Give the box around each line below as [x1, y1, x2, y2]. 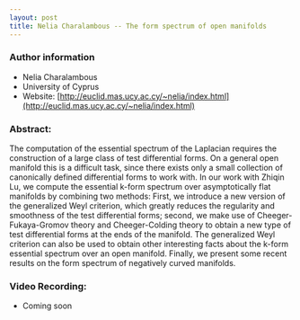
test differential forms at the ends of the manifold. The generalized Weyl [9, 229, 276, 240]
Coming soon [22, 300, 73, 311]
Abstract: [9, 122, 52, 135]
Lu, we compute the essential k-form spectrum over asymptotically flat [9, 182, 271, 192]
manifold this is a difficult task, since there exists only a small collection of [9, 163, 283, 173]
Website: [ [22, 91, 61, 102]
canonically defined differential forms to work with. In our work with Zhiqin [9, 172, 285, 182]
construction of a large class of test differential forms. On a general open [9, 153, 279, 164]
